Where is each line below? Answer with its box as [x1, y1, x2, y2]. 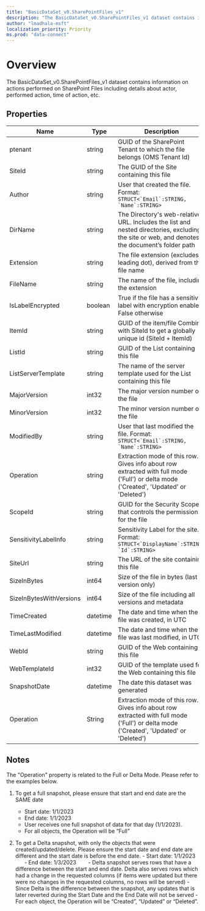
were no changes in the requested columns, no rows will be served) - [15, 878, 190, 885]
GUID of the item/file [118, 319, 177, 327]
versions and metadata [118, 598, 184, 606]
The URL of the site [118, 555, 173, 563]
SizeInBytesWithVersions [9, 594, 81, 603]
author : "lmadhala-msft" [6, 20, 70, 26]
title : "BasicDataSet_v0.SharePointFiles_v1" [6, 9, 124, 15]
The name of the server [118, 362, 185, 370]
